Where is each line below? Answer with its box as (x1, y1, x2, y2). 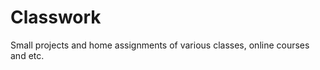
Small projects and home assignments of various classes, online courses (10, 39, 310, 51)
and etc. (10, 49, 45, 61)
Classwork (10, 6, 102, 29)
